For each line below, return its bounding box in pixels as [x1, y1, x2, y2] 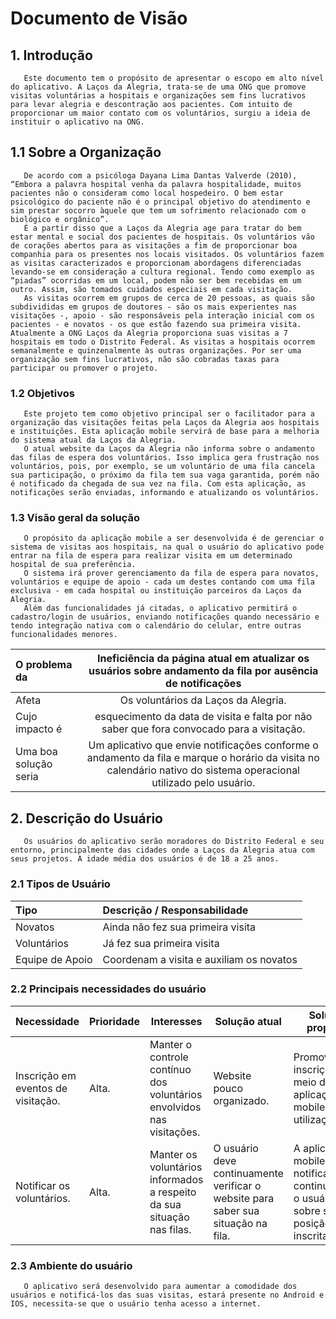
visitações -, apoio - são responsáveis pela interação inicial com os [10, 310, 315, 321]
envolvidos [149, 1100, 202, 1114]
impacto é [15, 722, 63, 736]
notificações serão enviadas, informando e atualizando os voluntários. [10, 488, 320, 498]
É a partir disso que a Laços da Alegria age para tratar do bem [23, 223, 302, 233]
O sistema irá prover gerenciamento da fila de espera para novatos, [23, 568, 320, 579]
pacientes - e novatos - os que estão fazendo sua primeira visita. [10, 319, 302, 329]
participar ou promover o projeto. [10, 363, 159, 373]
